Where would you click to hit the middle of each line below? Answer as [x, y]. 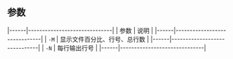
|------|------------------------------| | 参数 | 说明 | [80, 31]
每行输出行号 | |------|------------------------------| [131, 48]
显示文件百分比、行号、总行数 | [105, 39]
